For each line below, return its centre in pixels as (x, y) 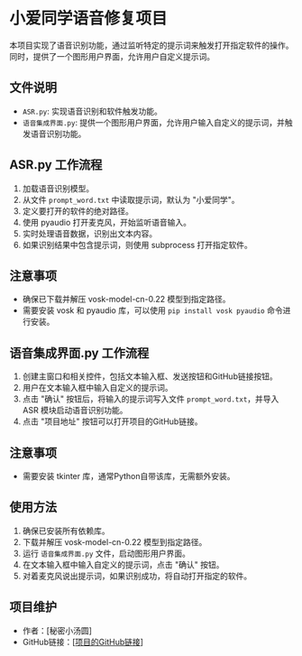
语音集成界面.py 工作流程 (79, 353)
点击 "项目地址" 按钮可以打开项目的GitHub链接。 (112, 421)
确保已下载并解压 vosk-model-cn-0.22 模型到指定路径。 (127, 300)
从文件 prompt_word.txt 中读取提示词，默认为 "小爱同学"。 (131, 199)
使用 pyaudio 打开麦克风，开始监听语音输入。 (107, 222)
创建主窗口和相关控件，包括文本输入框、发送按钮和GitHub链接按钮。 (150, 376)
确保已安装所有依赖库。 (66, 531)
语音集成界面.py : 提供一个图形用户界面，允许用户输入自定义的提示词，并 (154, 122)
